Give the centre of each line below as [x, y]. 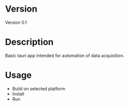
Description [29, 42]
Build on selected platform [39, 88]
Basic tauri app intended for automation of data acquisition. [65, 55]
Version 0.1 [16, 22]
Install [18, 94]
